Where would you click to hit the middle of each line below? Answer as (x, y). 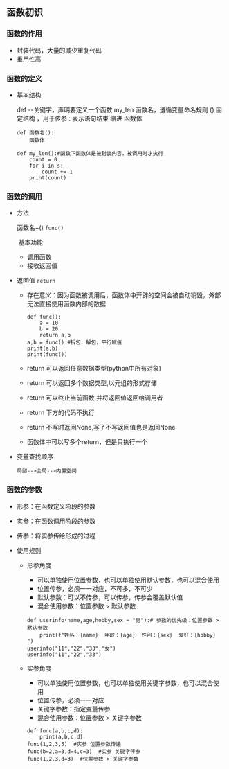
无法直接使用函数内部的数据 (66, 304)
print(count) (48, 178)
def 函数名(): (35, 133)
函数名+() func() (40, 228)
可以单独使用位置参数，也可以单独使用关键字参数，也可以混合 (125, 683)
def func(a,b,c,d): (55, 731)
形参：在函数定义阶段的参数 (56, 506)
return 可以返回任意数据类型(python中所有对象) (94, 369)
